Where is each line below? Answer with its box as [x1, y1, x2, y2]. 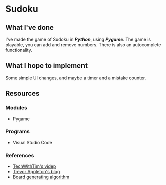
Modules [5, 104, 28, 111]
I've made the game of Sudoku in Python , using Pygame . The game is [5, 36, 151, 42]
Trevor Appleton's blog [12, 169, 60, 175]
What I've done [5, 23, 54, 32]
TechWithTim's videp [12, 163, 56, 169]
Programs [5, 128, 30, 135]
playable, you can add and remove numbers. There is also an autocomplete [5, 42, 161, 48]
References [5, 152, 34, 159]
